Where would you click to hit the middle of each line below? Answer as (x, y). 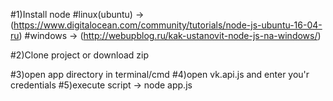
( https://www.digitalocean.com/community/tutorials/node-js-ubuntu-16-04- (166, 25)
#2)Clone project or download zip (79, 55)
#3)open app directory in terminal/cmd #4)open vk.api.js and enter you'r (160, 74)
